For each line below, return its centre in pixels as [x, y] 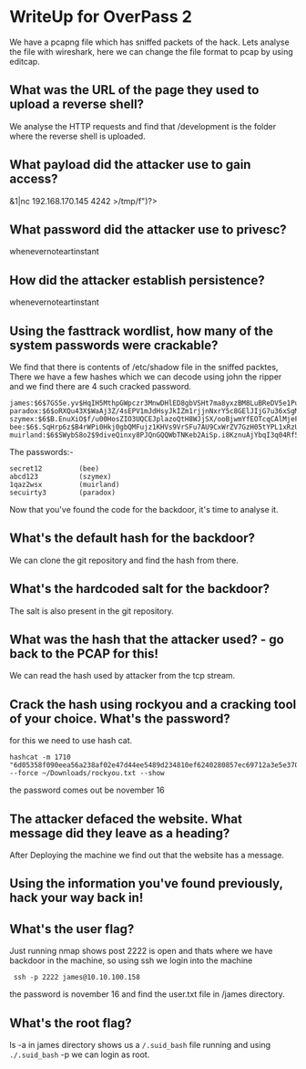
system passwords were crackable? [114, 345]
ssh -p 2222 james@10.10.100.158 [77, 978]
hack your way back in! [76, 898]
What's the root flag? [71, 1023]
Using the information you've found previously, [147, 883]
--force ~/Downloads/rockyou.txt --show [87, 773]
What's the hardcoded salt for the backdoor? [140, 589]
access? [34, 179]
